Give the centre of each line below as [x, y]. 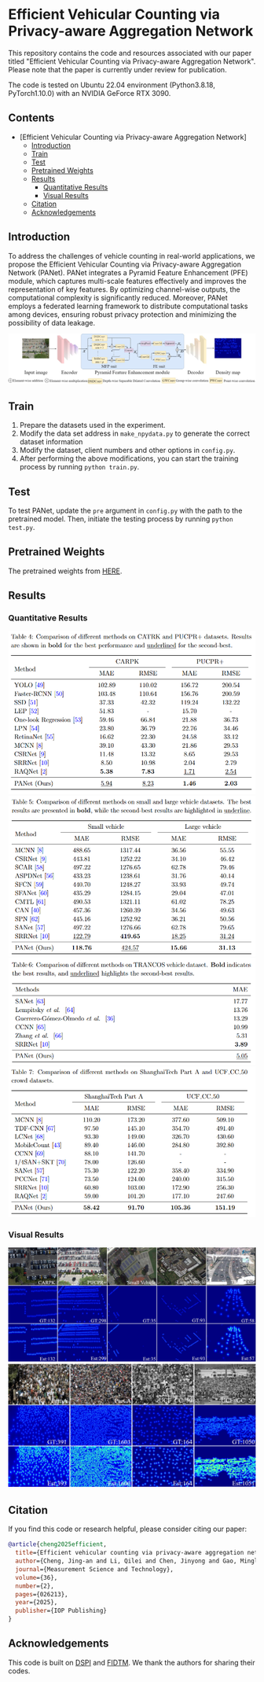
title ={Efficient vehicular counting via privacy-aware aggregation [130, 1553]
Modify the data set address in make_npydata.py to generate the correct [134, 433]
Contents [31, 118]
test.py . [22, 528]
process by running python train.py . [79, 467]
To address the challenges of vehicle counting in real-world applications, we [132, 256]
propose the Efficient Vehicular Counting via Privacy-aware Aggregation [125, 264]
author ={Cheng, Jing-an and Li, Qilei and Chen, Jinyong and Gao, [126, 1561]
